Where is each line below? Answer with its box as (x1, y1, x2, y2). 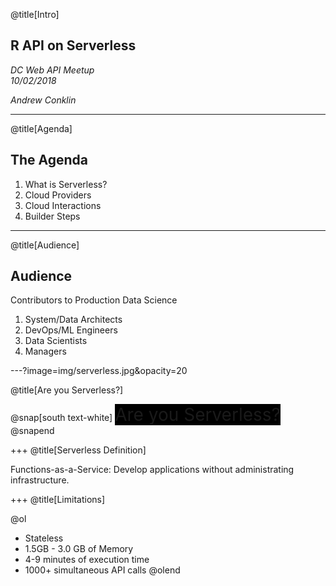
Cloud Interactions (24, 199, 102, 211)
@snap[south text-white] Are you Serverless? (10, 404, 281, 426)
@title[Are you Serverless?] (10, 384, 124, 396)
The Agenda (10, 152, 89, 169)
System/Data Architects (24, 314, 123, 326)
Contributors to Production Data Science (10, 294, 178, 306)
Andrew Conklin (10, 94, 77, 106)
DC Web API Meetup (10, 64, 95, 76)
